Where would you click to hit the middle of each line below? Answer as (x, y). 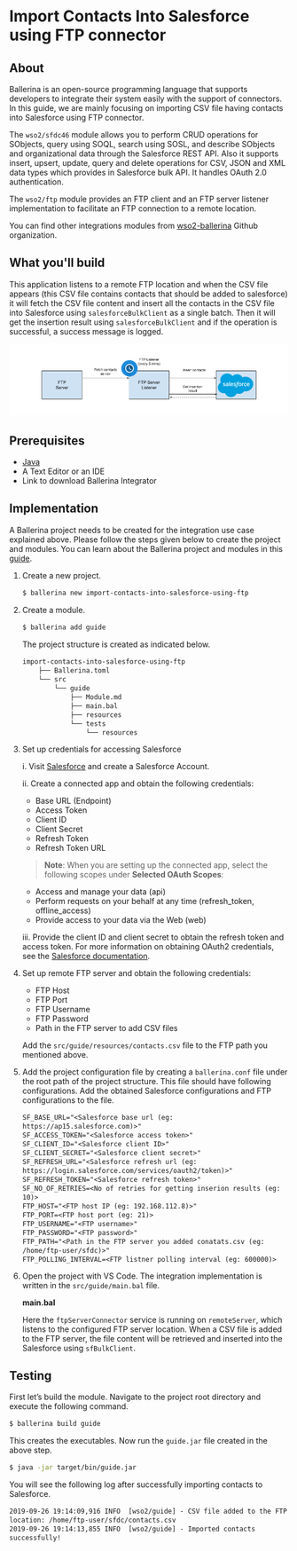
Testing (31, 1376)
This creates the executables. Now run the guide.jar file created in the (138, 1441)
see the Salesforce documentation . (86, 956)
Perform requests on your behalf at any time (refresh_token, (145, 901)
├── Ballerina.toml (74, 670)
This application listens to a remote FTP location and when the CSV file (139, 284)
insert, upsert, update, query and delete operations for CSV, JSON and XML (148, 163)
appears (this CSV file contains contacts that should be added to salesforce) (148, 294)
